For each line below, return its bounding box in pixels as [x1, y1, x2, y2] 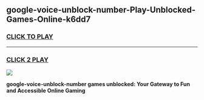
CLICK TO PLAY [6, 33, 53, 41]
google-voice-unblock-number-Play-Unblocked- [6, 5, 196, 15]
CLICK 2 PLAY [6, 55, 49, 64]
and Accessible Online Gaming [6, 87, 86, 94]
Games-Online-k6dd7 [6, 15, 91, 25]
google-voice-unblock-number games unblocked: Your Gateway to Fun [6, 80, 190, 87]
